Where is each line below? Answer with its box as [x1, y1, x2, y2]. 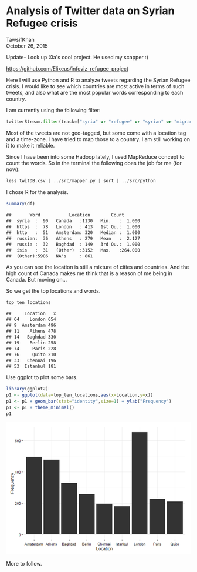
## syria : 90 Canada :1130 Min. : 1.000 [6, 218, 141, 224]
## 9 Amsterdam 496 [6, 322, 57, 329]
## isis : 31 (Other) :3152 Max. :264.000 [6, 247, 141, 253]
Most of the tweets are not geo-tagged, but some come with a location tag [6, 129, 186, 136]
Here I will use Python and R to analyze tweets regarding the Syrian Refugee [6, 76, 191, 83]
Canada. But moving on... [6, 276, 67, 283]
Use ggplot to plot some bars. [6, 374, 78, 381]
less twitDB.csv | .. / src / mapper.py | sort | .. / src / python [6, 178, 157, 183]
